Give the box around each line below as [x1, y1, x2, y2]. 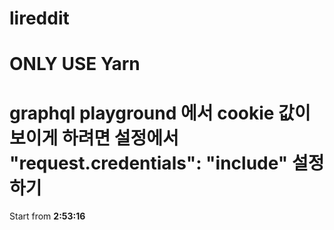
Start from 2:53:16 [9, 210, 86, 222]
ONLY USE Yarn [9, 53, 141, 76]
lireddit [9, 7, 70, 30]
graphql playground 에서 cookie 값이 [9, 102, 311, 124]
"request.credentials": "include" [9, 152, 289, 174]
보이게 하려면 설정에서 [9, 127, 179, 149]
